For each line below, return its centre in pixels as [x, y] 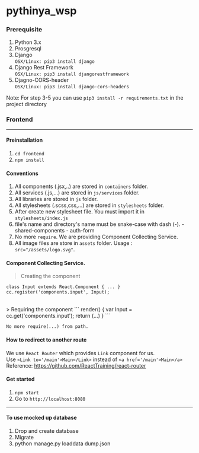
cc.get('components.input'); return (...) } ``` [58, 316]
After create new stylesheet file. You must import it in [80, 212]
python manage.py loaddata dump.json [62, 444]
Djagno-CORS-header [42, 80]
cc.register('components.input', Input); [58, 292]
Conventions [22, 173]
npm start [27, 393]
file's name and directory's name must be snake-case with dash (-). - [99, 224]
